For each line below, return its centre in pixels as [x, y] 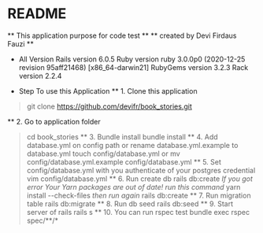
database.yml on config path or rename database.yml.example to [132, 145]
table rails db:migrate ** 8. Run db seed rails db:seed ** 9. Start [130, 203]
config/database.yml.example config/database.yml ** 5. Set [124, 161]
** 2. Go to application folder [54, 121]
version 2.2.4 [40, 76]
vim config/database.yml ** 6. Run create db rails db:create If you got [140, 179]
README [37, 14]
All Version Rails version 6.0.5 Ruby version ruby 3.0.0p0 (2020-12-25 [132, 59]
